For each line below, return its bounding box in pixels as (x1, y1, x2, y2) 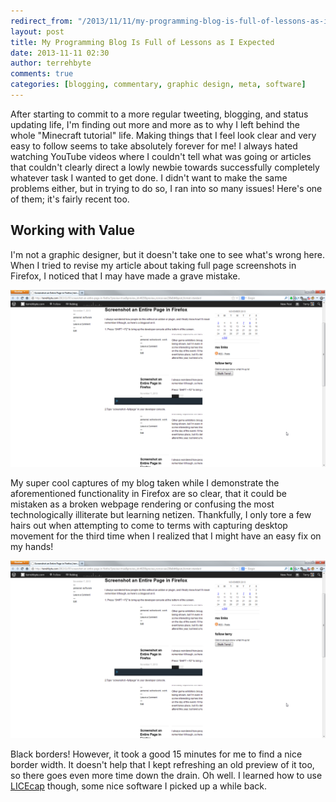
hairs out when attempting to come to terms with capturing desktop (10, 520, 288, 532)
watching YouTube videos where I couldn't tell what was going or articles (10, 150, 312, 162)
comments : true (10, 69, 74, 79)
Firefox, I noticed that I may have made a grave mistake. (10, 270, 241, 282)
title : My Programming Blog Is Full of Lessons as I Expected (10, 37, 275, 47)
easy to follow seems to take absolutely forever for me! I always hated (10, 140, 298, 152)
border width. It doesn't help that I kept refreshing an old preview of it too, (10, 758, 315, 770)
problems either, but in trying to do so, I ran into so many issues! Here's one (10, 182, 323, 194)
